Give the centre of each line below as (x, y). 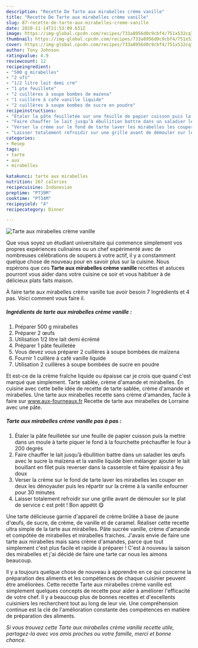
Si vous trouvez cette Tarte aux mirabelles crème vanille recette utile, (90, 627)
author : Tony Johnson (33, 50)
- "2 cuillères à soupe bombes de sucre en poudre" (71, 105)
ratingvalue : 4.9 (27, 56)
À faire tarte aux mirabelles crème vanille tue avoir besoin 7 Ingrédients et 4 (98, 292)
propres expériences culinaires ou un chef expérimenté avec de (84, 249)
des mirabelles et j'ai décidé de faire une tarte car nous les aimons (87, 554)
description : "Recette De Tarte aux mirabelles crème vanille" (85, 12)
